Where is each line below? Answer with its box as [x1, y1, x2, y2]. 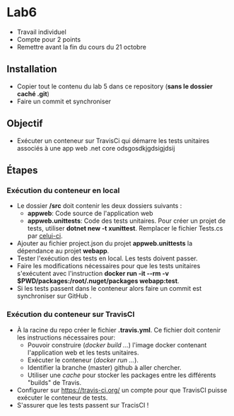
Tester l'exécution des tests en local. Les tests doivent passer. [16, 254, 199, 262]
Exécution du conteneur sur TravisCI [6, 309, 135, 319]
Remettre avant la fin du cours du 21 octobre [16, 42, 146, 51]
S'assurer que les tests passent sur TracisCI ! [16, 400, 149, 409]
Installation [6, 63, 57, 75]
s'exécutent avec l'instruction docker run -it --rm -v [16, 270, 169, 278]
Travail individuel [16, 28, 66, 36]
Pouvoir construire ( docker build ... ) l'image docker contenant [27, 340, 207, 349]
